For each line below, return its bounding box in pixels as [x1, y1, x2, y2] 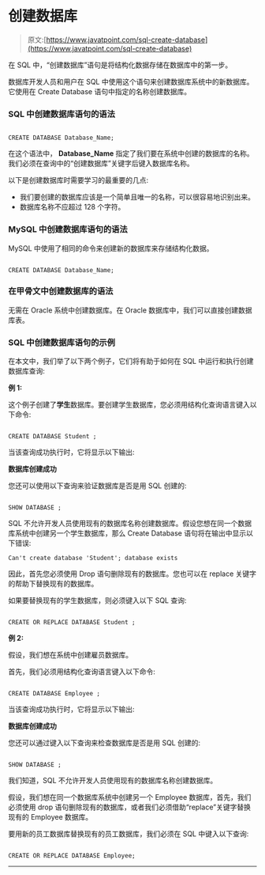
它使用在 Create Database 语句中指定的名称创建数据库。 [8, 86, 192, 96]
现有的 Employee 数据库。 [8, 812, 93, 822]
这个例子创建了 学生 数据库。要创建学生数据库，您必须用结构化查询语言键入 [8, 400, 250, 410]
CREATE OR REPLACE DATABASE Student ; [8, 619, 136, 627]
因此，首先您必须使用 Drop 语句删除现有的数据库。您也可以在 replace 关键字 [8, 569, 257, 578]
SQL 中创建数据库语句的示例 [8, 337, 116, 348]
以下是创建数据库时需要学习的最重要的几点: [8, 176, 149, 185]
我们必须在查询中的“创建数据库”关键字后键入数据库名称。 [8, 159, 195, 169]
